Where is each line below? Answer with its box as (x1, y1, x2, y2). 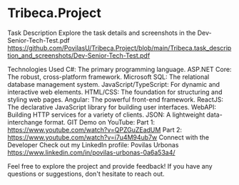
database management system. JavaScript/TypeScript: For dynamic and (7, 80, 220, 88)
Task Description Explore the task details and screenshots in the (7, 28, 196, 37)
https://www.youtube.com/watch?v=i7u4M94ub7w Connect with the (7, 133, 209, 142)
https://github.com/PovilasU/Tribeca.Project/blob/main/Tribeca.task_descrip (7, 43, 232, 52)
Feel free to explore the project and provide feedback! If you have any (7, 162, 213, 170)
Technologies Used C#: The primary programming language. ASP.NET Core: (7, 65, 232, 73)
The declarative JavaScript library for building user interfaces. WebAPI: (7, 102, 216, 111)
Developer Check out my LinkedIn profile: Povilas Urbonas (7, 140, 179, 149)
